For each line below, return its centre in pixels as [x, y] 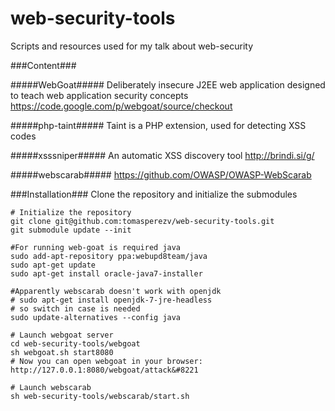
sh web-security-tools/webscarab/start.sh [100, 396]
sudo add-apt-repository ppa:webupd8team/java [109, 256]
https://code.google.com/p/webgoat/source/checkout [121, 106]
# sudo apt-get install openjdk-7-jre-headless [111, 300]
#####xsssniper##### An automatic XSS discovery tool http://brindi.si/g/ [162, 155]
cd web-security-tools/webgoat [75, 343]
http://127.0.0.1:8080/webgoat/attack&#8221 [104, 370]
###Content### [43, 65]
